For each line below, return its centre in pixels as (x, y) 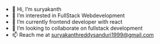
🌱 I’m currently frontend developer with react (67, 22)
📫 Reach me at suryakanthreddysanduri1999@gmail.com (83, 35)
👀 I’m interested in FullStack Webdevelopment (68, 15)
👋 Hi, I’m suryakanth (36, 9)
